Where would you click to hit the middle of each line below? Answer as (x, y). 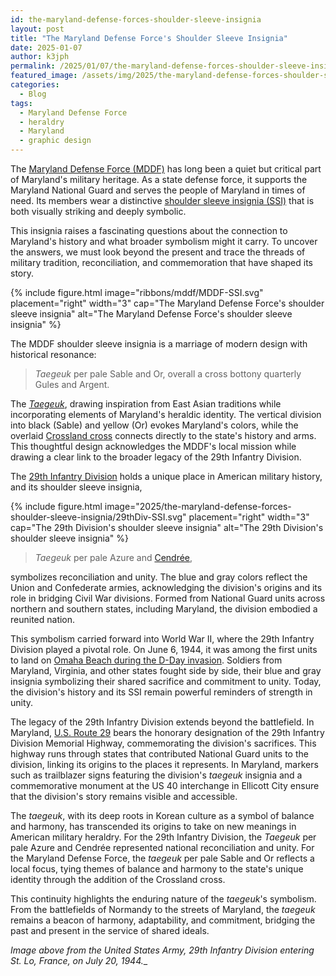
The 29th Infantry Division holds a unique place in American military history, (166, 476)
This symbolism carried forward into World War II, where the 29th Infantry (162, 639)
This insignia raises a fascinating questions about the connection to (149, 230)
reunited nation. (43, 619)
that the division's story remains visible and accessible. (124, 796)
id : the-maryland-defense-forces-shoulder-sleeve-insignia (136, 19)
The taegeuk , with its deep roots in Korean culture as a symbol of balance (162, 815)
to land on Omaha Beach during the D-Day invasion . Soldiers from (146, 660)
